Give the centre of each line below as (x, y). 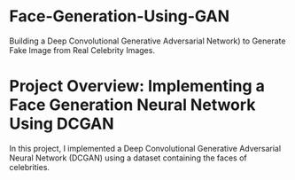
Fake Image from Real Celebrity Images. (82, 50)
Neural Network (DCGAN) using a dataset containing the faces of (128, 158)
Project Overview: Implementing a (137, 86)
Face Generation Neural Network (132, 105)
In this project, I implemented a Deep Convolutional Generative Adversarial (145, 148)
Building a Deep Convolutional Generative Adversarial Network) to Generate (147, 41)
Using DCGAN (62, 124)
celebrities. (30, 167)
